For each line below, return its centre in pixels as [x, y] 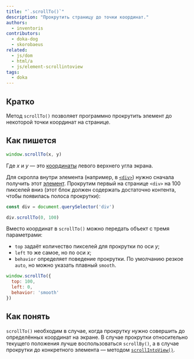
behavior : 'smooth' [35, 293]
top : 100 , [23, 282]
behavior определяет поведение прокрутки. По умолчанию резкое [99, 259]
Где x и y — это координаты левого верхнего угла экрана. [80, 166]
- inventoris [27, 28]
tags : [13, 72]
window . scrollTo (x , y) [34, 154]
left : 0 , [22, 287]
